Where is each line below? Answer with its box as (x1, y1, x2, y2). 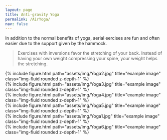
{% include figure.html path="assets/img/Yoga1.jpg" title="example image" (5, 113, 160, 119)
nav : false (5, 21, 28, 27)
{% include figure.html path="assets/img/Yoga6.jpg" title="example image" (5, 124, 161, 130)
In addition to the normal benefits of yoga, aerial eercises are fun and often (5, 35, 160, 41)
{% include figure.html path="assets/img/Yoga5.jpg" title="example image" (5, 102, 161, 108)
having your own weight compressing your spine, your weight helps (17, 56, 158, 62)
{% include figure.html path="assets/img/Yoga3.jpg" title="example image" (5, 81, 161, 87)
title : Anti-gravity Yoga (5, 12, 59, 17)
